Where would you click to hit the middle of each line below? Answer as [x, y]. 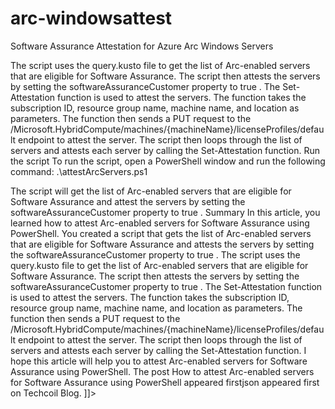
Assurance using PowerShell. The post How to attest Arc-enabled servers [162, 371]
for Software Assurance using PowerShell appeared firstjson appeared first [165, 382]
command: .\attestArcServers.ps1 [79, 171]
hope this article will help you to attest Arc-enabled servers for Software [159, 361]
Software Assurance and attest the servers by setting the [128, 201]
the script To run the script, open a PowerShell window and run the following [168, 161]
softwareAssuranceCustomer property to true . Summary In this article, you [165, 212]
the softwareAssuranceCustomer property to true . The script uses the [155, 254]
